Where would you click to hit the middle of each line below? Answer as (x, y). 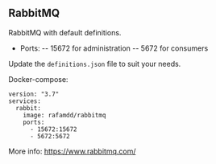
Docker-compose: (38, 79)
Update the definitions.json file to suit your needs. (95, 64)
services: (25, 101)
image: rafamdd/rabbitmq (64, 115)
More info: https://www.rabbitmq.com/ (72, 151)
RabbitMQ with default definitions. (65, 32)
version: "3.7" (34, 94)
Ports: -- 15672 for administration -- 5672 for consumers (114, 48)
